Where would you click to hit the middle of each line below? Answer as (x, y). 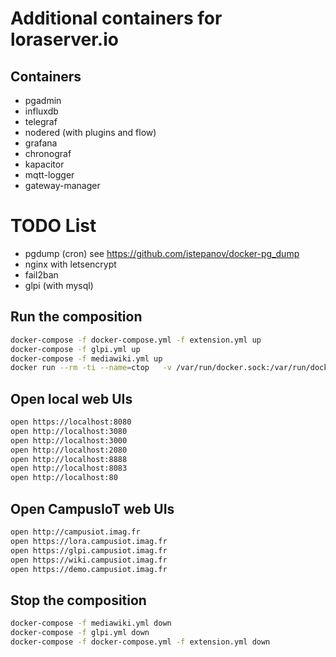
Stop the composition (78, 600)
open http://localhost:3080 (69, 431)
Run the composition (76, 317)
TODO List (53, 226)
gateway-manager (62, 185)
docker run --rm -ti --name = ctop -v (91, 368)
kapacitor (44, 164)
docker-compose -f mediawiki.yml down (91, 623)
